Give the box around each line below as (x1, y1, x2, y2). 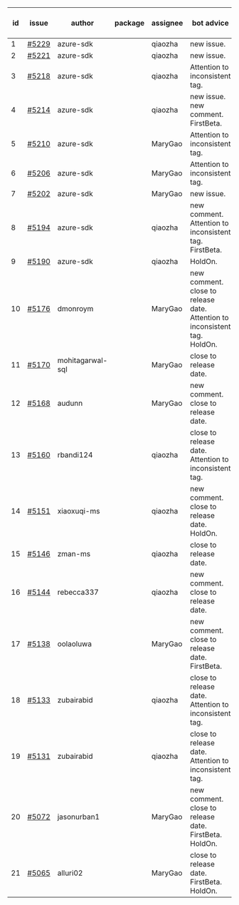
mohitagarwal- (57, 356, 108, 365)
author (70, 18, 95, 28)
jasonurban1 (57, 812, 100, 822)
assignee (152, 18, 184, 28)
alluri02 (57, 868, 83, 878)
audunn (57, 399, 83, 408)
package (114, 18, 145, 28)
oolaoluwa (57, 639, 92, 648)
